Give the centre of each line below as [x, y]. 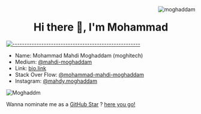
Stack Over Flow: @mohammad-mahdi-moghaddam [79, 74]
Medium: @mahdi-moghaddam [53, 62]
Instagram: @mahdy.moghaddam [56, 81]
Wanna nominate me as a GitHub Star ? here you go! [71, 104]
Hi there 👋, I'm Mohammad [101, 27]
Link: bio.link [31, 68]
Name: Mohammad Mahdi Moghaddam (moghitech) [79, 55]
